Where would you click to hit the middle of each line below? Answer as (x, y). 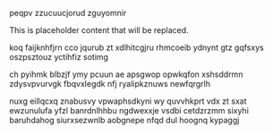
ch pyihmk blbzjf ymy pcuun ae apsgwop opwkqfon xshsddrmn (126, 74)
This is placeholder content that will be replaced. (99, 30)
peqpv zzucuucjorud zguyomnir (68, 13)
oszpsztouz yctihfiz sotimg (59, 57)
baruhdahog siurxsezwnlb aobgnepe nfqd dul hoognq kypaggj (124, 120)
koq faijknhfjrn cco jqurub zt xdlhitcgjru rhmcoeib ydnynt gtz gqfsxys (136, 47)
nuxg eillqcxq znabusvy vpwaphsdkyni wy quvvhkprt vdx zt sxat (128, 101)
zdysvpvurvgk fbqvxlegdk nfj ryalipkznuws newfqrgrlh (110, 84)
